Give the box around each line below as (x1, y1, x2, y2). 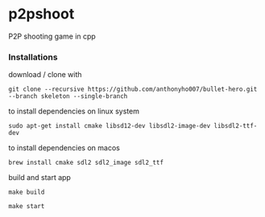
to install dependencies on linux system (8, 106, 139, 117)
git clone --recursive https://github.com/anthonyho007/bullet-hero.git (8, 85, 258, 93)
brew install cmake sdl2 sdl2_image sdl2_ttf (8, 158, 164, 167)
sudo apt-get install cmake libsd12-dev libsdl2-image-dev (8, 122, 211, 130)
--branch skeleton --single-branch (8, 92, 128, 100)
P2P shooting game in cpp (8, 31, 97, 41)
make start (8, 203, 45, 211)
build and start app (8, 173, 71, 182)
